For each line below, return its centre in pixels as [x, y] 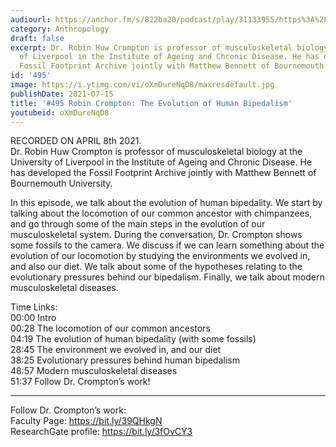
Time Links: [34, 307]
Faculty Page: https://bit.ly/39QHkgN [86, 421]
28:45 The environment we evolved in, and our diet [116, 350]
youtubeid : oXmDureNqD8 [60, 112]
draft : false [37, 38]
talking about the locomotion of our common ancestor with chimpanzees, [161, 213]
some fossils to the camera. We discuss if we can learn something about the [167, 245]
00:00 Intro [33, 318]
